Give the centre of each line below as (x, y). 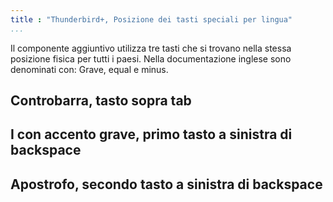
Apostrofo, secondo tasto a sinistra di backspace (166, 184)
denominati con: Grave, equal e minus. (89, 69)
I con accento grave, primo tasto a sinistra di (151, 134)
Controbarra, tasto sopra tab (101, 101)
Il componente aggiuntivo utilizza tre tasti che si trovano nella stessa (151, 48)
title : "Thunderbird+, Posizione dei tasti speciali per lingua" (151, 19)
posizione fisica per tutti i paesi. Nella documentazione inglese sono (151, 58)
